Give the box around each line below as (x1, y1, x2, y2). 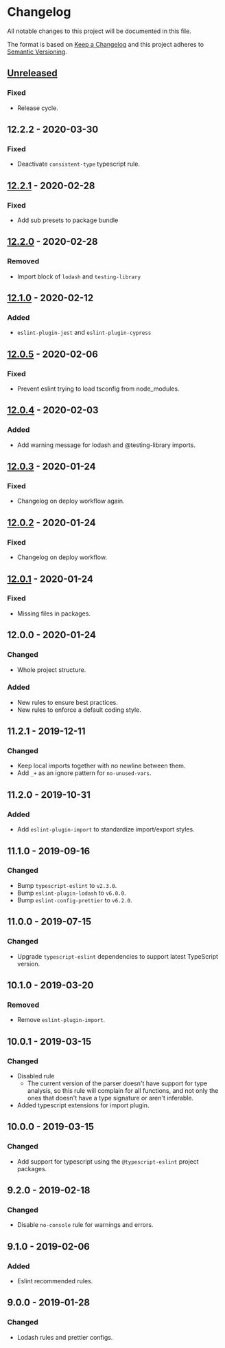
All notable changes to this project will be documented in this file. (7, 27, 192, 35)
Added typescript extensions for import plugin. (16, 1101, 150, 1109)
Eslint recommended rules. (16, 1276, 93, 1285)
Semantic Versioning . (7, 47, 67, 56)
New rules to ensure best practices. (16, 698, 118, 706)
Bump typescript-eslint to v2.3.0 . (16, 881, 117, 889)
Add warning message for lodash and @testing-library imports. (16, 441, 196, 449)
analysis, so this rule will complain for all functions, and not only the (27, 1086, 219, 1094)
